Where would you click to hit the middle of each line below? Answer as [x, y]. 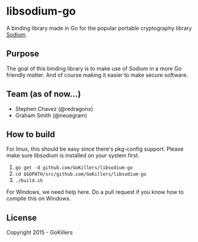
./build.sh [29, 181]
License [22, 218]
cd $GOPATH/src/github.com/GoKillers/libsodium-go [81, 174]
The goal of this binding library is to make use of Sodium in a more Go [94, 68]
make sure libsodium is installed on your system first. [73, 155]
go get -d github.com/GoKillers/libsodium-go [74, 168]
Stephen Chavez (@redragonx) [54, 109]
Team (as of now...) [44, 94]
